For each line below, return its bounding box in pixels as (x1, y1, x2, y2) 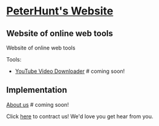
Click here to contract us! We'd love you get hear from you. (6, 113, 154, 120)
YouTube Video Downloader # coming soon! (15, 68, 125, 75)
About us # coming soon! (6, 101, 70, 108)
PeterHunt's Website (6, 4, 114, 18)
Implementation (6, 85, 68, 95)
